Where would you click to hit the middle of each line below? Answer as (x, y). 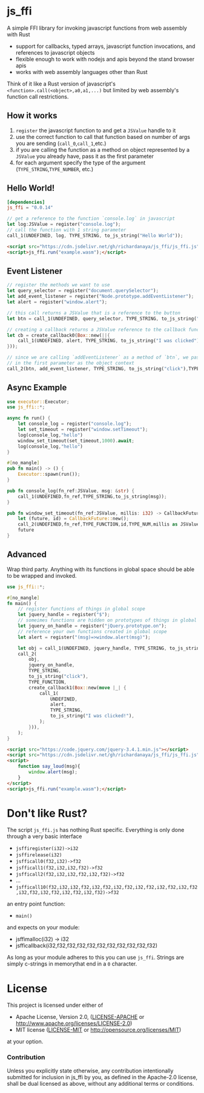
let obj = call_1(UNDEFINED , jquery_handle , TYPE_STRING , (92, 648)
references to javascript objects (55, 52)
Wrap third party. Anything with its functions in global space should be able (101, 569)
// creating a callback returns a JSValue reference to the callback (97, 330)
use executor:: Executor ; (38, 402)
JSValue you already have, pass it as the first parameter (84, 156)
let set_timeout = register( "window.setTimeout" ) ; (83, 430)
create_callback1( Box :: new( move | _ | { (77, 688)
